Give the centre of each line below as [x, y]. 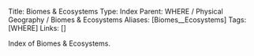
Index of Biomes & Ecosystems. [59, 43]
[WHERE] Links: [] [37, 28]
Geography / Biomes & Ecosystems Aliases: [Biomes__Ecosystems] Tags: [127, 20]
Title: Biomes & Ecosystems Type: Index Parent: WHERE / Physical [116, 11]
